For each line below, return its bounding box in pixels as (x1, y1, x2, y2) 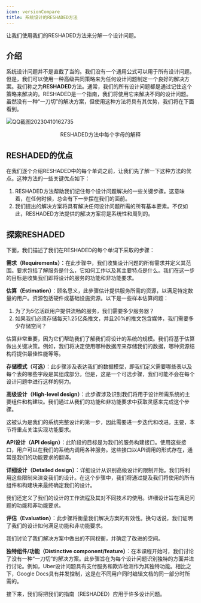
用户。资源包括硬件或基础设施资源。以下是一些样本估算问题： (16, 294, 169, 301)
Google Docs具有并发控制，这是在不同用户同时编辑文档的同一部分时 (16, 570, 185, 577)
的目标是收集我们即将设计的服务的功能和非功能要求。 (6, 274, 138, 281)
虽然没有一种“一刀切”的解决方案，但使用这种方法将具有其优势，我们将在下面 (6, 98, 194, 105)
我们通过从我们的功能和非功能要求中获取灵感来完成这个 (47, 398, 184, 405)
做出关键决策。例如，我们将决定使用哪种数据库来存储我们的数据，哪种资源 (6, 342, 190, 350)
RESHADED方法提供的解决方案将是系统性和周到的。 (25, 210, 154, 217)
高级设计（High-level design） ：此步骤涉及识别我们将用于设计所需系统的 (6, 390, 185, 398)
